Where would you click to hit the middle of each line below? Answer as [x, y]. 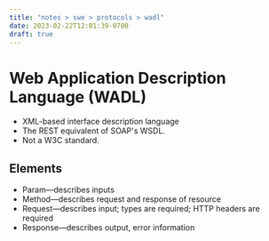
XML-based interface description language [101, 122]
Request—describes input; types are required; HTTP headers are [141, 209]
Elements [36, 169]
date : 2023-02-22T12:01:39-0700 [69, 26]
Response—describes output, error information [108, 228]
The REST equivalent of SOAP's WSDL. [94, 131]
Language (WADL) [78, 96]
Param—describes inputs [68, 190]
